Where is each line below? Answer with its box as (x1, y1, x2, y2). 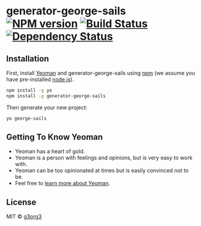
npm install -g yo (6, 88, 52, 94)
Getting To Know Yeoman (6, 132, 103, 142)
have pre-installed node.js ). (6, 76, 74, 83)
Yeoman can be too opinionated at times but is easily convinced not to (14, 167, 189, 174)
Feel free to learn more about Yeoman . (14, 180, 110, 187)
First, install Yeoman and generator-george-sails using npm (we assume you (6, 70, 196, 76)
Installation (6, 53, 49, 64)
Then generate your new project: (6, 104, 88, 111)
